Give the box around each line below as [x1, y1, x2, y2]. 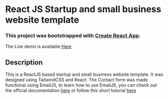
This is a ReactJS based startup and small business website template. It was [5, 71, 163, 77]
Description [5, 58, 43, 66]
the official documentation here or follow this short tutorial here [5, 87, 136, 93]
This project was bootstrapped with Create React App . [5, 32, 141, 39]
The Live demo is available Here [5, 44, 72, 50]
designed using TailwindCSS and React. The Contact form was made [5, 77, 148, 83]
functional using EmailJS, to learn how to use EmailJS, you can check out [5, 82, 157, 88]
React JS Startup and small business [5, 4, 161, 15]
